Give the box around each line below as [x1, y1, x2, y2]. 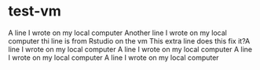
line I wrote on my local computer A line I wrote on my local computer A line [8, 44, 253, 54]
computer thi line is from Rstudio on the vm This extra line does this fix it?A [8, 36, 251, 45]
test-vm [8, 2, 61, 20]
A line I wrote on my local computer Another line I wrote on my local [8, 28, 228, 37]
